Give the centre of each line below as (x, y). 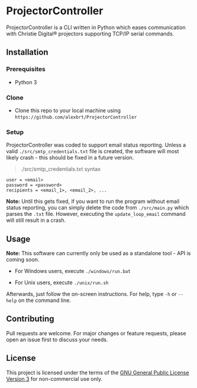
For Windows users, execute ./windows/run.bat (73, 271)
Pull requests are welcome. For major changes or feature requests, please (96, 333)
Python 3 (26, 82)
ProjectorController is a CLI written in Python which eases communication (96, 27)
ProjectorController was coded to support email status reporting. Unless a (96, 145)
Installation (27, 53)
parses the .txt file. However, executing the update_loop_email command (96, 214)
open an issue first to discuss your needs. (57, 339)
